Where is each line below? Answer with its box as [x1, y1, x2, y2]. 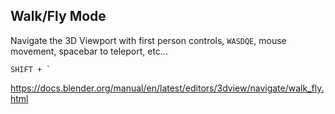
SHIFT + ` [10, 64, 52, 74]
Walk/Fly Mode [10, 8, 107, 25]
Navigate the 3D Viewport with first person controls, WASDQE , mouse [10, 34, 287, 46]
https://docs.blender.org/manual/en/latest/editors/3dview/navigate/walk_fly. [10, 82, 325, 94]
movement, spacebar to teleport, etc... [10, 45, 168, 57]
